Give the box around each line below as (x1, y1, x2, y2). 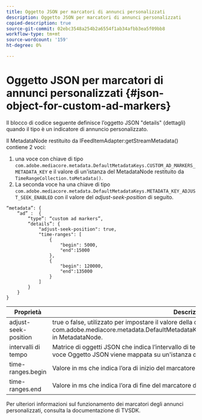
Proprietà (14, 307, 42, 316)
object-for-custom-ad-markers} (6, 99, 171, 113)
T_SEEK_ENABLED (14, 194, 54, 200)
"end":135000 (60, 268, 93, 274)
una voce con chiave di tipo (14, 155, 84, 162)
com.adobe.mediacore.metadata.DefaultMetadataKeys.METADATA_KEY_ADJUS (14, 188, 196, 194)
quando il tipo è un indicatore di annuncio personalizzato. (6, 125, 148, 132)
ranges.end (9, 384, 41, 393)
